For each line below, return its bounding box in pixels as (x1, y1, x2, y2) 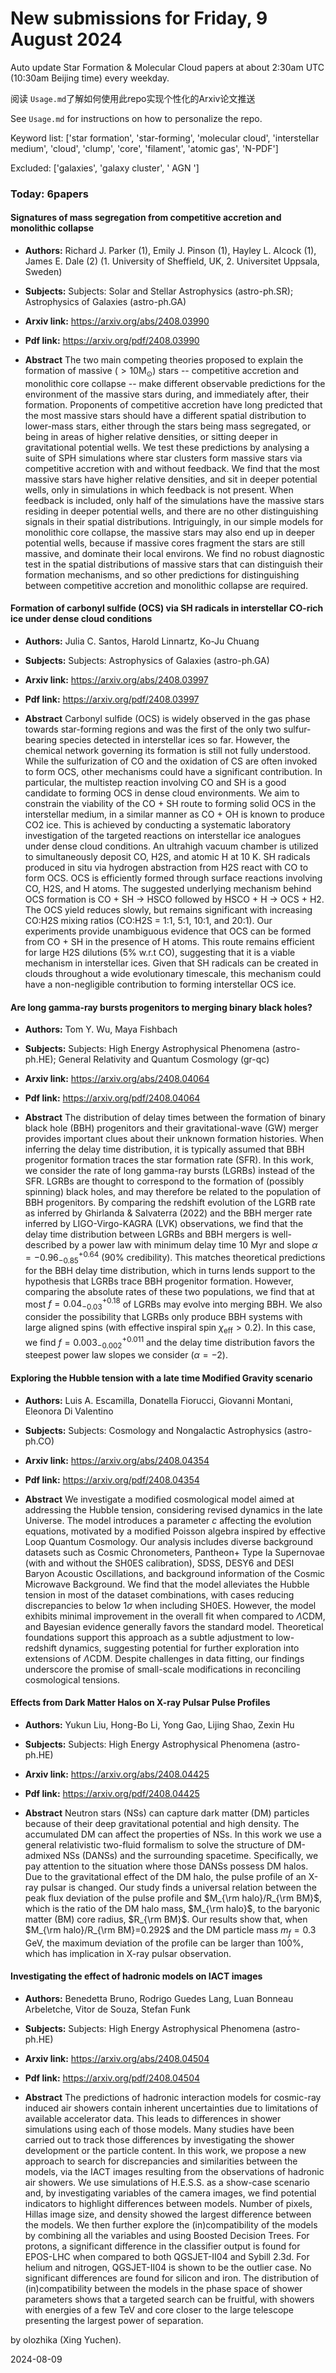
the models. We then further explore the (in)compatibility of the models (24, 2218, 318, 2231)
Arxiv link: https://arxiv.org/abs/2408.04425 (24, 1768, 210, 1780)
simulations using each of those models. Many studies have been (24, 2123, 295, 2135)
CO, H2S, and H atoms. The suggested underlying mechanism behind (24, 883, 312, 895)
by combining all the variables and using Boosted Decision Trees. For (24, 2229, 310, 2241)
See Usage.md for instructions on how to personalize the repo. (10, 112, 263, 124)
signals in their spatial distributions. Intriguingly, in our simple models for (24, 515, 324, 527)
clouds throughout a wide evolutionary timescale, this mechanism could (24, 968, 322, 980)
